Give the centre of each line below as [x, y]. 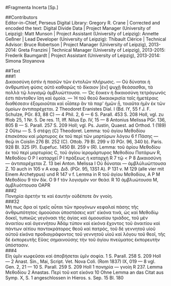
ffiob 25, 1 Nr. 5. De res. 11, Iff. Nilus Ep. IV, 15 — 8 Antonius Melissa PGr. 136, [86, 120]
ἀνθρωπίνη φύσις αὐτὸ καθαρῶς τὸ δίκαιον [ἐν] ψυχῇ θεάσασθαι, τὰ [79, 87]
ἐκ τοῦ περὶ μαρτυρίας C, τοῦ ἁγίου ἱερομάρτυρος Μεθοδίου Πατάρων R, [83, 152]
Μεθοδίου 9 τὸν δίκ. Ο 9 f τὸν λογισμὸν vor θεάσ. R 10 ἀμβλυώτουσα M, [82, 180]
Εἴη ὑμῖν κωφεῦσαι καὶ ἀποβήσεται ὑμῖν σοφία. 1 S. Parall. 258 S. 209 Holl [83, 256]
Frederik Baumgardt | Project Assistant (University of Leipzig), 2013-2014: [83, 55]
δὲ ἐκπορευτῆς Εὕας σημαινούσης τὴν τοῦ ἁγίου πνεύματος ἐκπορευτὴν [83, 240]
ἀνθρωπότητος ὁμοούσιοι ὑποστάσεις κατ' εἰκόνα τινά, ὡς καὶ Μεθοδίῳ [82, 212]
